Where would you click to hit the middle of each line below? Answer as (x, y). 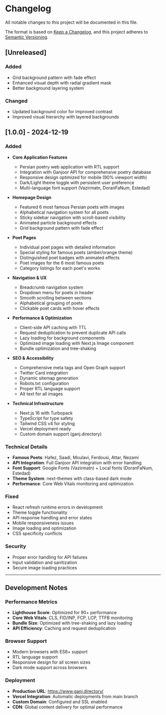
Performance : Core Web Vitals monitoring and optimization (73, 484)
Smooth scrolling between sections (56, 297)
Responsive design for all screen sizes (51, 662)
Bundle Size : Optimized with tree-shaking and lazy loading (72, 623)
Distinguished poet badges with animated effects (70, 257)
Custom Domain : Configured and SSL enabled (60, 702)
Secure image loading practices (45, 568)
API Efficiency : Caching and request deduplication (64, 629)
